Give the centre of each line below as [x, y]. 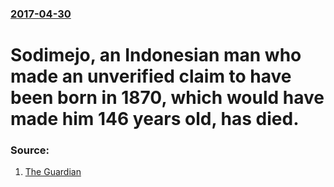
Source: [30, 150]
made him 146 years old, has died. [155, 119]
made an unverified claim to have [151, 76]
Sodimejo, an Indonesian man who [156, 55]
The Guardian [53, 172]
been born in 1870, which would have [167, 98]
